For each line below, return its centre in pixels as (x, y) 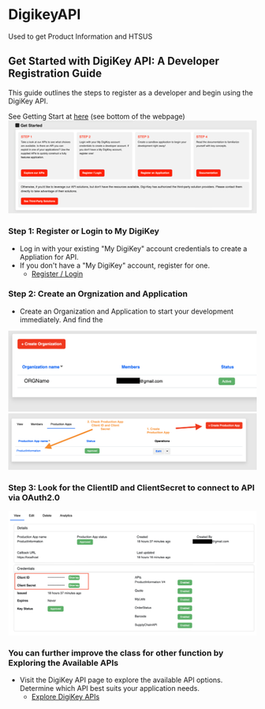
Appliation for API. (49, 257)
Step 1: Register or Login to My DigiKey (84, 231)
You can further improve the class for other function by (116, 653)
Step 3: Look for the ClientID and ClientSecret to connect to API (131, 488)
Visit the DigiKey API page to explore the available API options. (121, 680)
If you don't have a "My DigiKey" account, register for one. (115, 265)
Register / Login (57, 273)
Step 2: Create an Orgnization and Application (98, 294)
